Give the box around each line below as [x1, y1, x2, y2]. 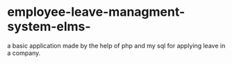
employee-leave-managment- [7, 4, 185, 20]
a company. [7, 49, 41, 57]
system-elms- [7, 19, 92, 34]
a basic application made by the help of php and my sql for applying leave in [7, 41, 226, 50]
